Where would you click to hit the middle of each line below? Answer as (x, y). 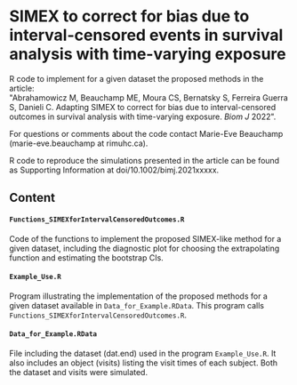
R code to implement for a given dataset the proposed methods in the (136, 78)
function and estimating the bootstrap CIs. (87, 257)
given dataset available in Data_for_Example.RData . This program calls (137, 305)
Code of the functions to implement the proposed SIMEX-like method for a (145, 238)
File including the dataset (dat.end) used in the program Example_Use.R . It (143, 353)
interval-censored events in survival (146, 35)
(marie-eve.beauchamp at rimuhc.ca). (79, 143)
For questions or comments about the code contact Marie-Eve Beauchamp (146, 133)
